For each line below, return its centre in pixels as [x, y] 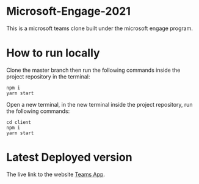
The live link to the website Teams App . [56, 174]
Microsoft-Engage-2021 [69, 11]
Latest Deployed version [69, 157]
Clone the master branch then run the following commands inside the [93, 70]
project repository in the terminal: [48, 76]
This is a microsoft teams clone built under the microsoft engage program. [100, 28]
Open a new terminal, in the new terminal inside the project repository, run [100, 104]
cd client [19, 122]
